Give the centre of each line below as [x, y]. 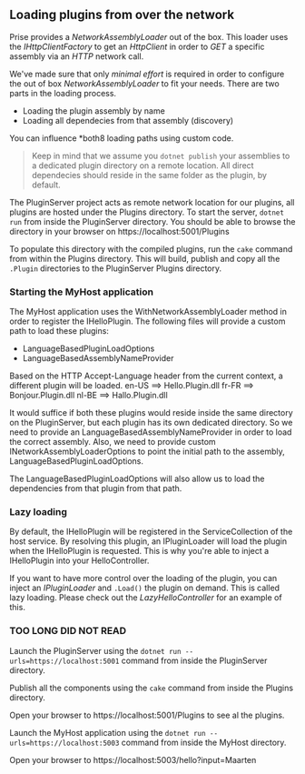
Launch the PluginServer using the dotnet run [95, 650]
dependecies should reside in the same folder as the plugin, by [149, 175]
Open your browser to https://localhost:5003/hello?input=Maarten [133, 759]
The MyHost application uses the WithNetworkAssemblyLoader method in [148, 312]
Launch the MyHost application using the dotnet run [108, 732]
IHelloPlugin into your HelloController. [79, 561]
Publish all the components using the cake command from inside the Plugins [151, 688]
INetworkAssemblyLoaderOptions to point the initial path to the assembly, [147, 452]
